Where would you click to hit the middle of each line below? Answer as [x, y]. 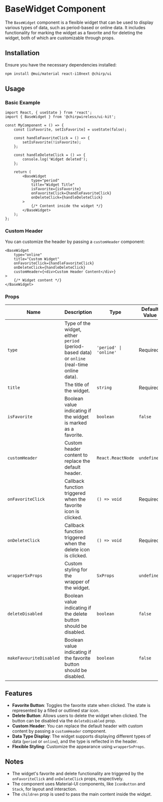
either [71, 335]
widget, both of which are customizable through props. [60, 38]
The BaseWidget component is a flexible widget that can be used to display [79, 22]
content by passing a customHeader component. [59, 731]
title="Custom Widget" [37, 259]
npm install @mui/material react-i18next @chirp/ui [58, 74]
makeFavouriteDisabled [33, 658]
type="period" [45, 180]
